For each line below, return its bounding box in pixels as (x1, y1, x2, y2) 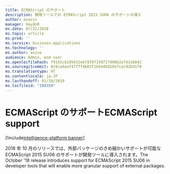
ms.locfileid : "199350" (5, 83, 56, 88)
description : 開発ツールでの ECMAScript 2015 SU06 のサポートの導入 (5, 12, 142, 17)
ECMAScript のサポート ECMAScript (5, 106, 157, 118)
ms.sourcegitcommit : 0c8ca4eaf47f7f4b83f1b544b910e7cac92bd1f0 (5, 64, 142, 69)
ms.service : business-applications (5, 41, 81, 46)
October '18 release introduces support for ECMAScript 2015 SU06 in (5, 157, 150, 163)
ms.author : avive (5, 50, 42, 55)
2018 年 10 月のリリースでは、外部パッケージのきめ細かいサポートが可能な (5, 145, 161, 151)
